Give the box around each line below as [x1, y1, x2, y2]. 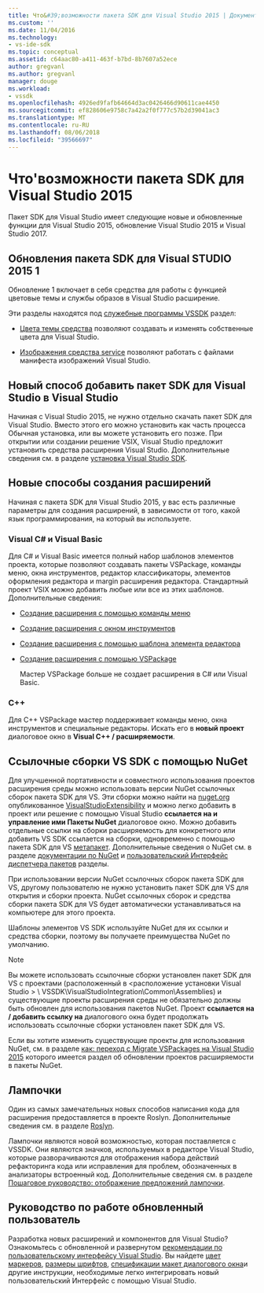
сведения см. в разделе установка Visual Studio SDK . [8, 454, 188, 463]
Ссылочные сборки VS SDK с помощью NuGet [8, 754, 248, 768]
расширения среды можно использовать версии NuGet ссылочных [8, 784, 236, 794]
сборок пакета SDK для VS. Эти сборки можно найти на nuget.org [8, 792, 230, 802]
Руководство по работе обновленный [8, 1201, 204, 1214]
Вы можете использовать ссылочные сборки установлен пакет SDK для [8, 971, 251, 980]
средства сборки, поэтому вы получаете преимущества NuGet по [8, 931, 230, 941]
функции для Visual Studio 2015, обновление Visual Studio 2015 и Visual [8, 221, 246, 230]
